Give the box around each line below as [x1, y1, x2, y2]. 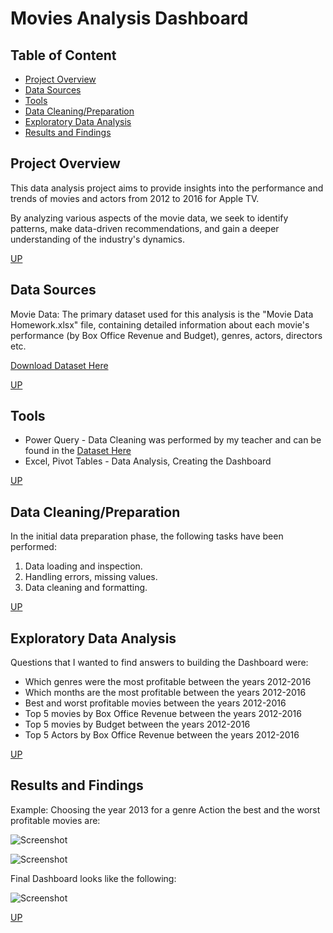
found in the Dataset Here [24, 445, 132, 457]
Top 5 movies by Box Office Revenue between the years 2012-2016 [24, 708, 302, 720]
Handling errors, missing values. [24, 571, 158, 583]
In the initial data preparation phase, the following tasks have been [10, 530, 284, 542]
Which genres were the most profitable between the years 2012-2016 [24, 676, 312, 688]
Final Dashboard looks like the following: [10, 872, 177, 884]
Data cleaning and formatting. [24, 582, 148, 594]
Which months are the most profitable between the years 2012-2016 [24, 687, 307, 699]
